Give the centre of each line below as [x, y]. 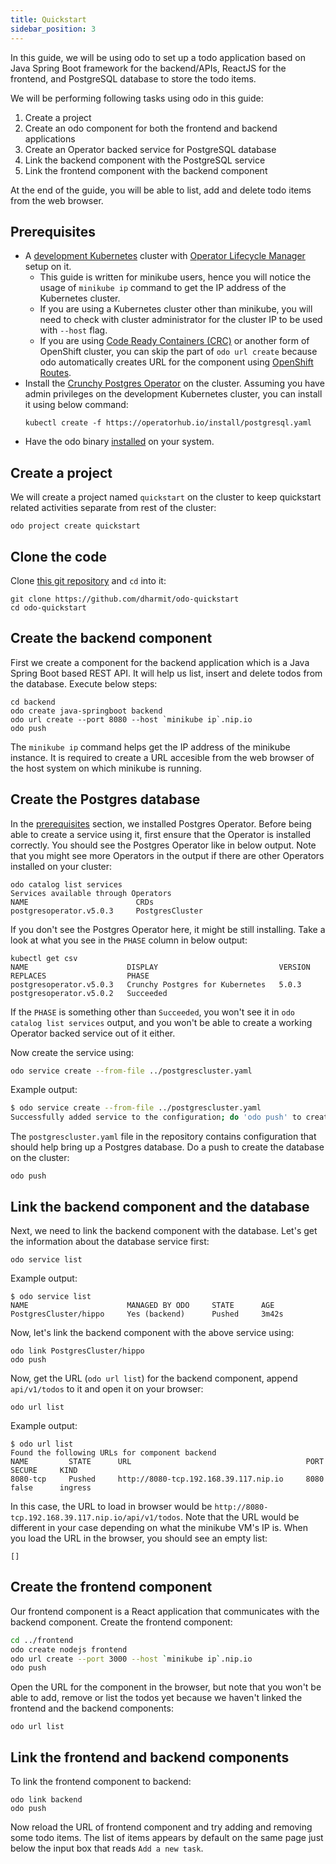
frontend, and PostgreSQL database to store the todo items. [133, 78]
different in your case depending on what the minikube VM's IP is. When [159, 1527]
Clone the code [58, 556]
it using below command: [76, 405]
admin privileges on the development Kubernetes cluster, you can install [173, 394]
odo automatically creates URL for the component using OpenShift [176, 362]
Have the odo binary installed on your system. [119, 442]
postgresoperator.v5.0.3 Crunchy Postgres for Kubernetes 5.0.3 [156, 984]
